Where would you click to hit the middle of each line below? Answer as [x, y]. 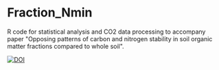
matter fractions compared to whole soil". [66, 46]
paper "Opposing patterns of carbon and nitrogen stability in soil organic [110, 38]
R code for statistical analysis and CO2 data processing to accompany [106, 32]
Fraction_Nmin [50, 13]
